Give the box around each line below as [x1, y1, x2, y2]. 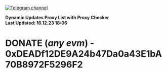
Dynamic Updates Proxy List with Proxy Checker [5, 15, 109, 20]
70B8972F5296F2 [5, 59, 83, 70]
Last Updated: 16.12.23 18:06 [5, 20, 67, 26]
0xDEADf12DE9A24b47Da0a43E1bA [5, 48, 162, 60]
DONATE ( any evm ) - [5, 38, 95, 49]
